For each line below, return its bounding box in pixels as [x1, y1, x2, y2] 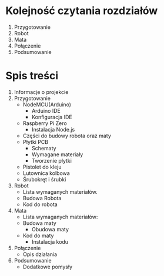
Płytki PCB [22, 138, 48, 145]
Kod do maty [22, 232, 54, 239]
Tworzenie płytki [31, 157, 72, 164]
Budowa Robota [22, 194, 62, 201]
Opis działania [22, 251, 57, 258]
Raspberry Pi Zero [22, 119, 67, 127]
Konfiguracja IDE [31, 113, 72, 120]
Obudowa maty [31, 225, 69, 233]
